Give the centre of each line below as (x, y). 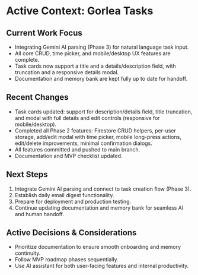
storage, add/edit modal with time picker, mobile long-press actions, (98, 137)
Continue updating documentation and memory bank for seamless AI (99, 208)
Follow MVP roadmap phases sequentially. (66, 260)
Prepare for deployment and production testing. (73, 201)
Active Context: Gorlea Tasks (80, 11)
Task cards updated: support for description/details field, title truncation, (103, 112)
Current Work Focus (44, 33)
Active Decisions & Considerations (71, 233)
